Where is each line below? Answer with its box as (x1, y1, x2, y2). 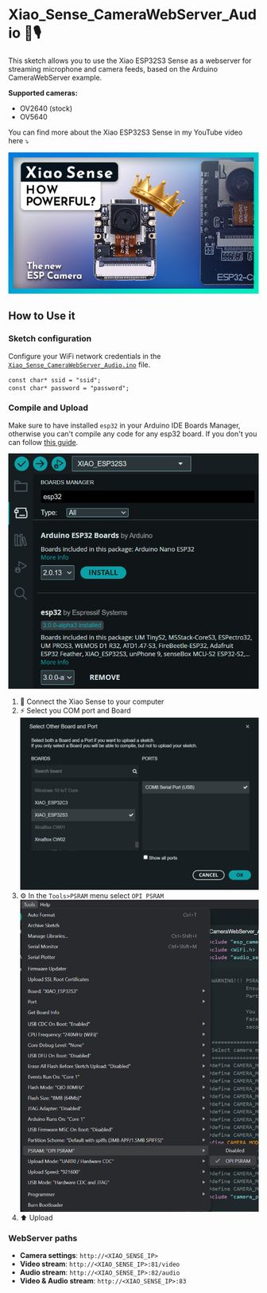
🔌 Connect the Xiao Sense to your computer (19, 697, 164, 706)
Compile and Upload (8, 402, 89, 413)
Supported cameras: (8, 88, 78, 97)
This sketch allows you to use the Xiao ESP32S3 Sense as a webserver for (8, 56, 252, 65)
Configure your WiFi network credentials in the (8, 351, 161, 361)
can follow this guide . (8, 437, 79, 447)
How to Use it (8, 309, 75, 323)
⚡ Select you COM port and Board (19, 705, 131, 715)
